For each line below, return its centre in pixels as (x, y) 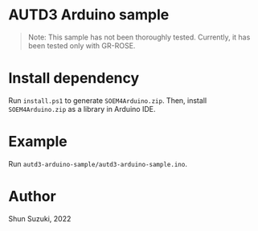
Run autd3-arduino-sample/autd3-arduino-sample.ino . (98, 163)
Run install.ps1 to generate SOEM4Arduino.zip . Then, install (108, 100)
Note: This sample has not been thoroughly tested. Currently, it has (139, 37)
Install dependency (74, 78)
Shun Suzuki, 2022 (40, 218)
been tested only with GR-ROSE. (82, 45)
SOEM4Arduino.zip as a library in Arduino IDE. (82, 109)
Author (32, 196)
